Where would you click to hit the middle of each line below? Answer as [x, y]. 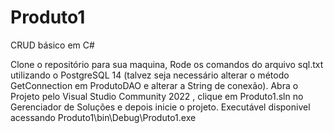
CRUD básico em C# [52, 45]
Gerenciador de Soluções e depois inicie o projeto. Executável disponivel [160, 107]
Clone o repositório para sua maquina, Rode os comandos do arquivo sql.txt [167, 64]
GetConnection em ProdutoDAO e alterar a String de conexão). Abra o [154, 85]
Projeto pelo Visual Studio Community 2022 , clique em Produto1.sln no [157, 96]
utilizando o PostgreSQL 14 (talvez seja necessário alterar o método [150, 75]
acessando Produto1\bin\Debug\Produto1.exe [103, 117]
